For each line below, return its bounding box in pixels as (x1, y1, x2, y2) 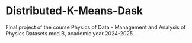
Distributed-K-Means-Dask (5, 4, 143, 18)
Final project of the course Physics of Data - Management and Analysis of (5, 24, 186, 31)
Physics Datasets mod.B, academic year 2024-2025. (5, 29, 135, 37)
